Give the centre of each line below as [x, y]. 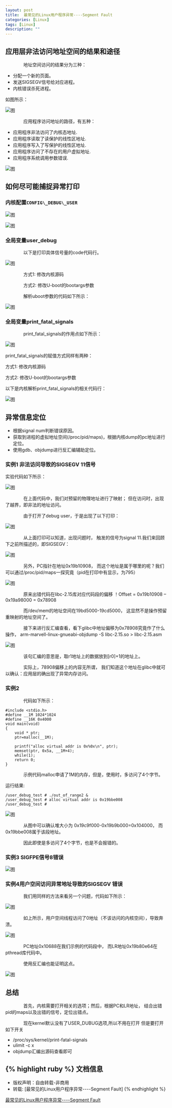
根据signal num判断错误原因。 [45, 431]
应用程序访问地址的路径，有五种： [59, 121]
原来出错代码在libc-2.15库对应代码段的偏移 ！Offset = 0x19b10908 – [95, 594]
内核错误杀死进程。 [33, 88]
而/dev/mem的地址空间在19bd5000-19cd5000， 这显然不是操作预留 [95, 611]
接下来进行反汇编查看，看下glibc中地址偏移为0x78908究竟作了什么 [94, 628]
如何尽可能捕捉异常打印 [42, 186]
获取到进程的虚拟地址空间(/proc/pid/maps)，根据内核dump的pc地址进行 [89, 437]
